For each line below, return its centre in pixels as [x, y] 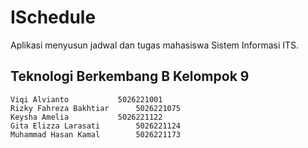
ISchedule [53, 17]
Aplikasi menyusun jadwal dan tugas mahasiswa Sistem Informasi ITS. [155, 45]
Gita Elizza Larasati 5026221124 [96, 126]
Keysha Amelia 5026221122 [86, 117]
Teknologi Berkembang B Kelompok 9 [130, 76]
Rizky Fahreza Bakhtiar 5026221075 [96, 108]
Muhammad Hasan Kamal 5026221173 [96, 134]
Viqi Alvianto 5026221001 [86, 99]
